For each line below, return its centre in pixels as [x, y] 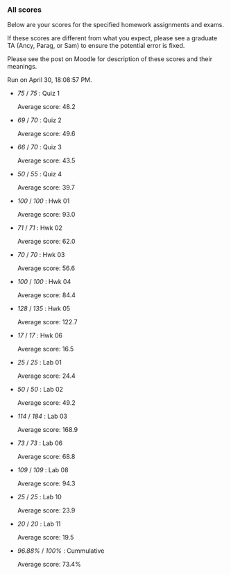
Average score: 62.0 [46, 242]
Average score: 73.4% [49, 565]
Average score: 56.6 [46, 268]
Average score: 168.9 [48, 430]
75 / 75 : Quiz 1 [38, 93]
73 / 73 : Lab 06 [40, 443]
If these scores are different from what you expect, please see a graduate [112, 38]
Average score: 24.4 [46, 376]
